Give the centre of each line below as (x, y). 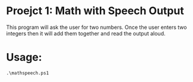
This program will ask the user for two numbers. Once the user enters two (96, 27)
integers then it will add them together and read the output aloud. (86, 33)
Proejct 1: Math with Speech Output (95, 11)
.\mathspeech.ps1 (28, 73)
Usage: (24, 58)
